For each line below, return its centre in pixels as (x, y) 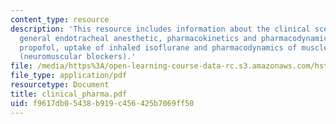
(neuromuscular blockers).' (78, 57)
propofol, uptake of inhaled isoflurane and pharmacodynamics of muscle (174, 47)
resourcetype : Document (60, 85)
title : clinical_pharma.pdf (69, 94)
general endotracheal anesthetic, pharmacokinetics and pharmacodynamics (176, 38)
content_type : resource (60, 19)
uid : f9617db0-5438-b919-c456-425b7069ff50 (102, 103)
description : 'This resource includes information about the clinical (160, 29)
